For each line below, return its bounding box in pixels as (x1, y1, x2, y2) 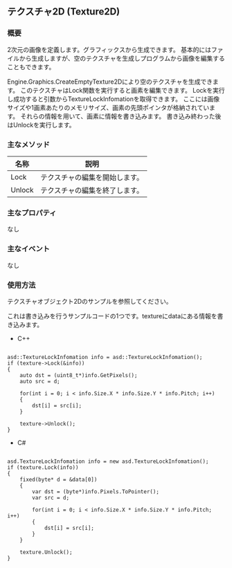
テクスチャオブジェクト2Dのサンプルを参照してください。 (7, 297, 172, 305)
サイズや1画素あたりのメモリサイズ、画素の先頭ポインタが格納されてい (7, 103, 210, 111)
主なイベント (7, 244, 51, 254)
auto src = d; (19, 378, 60, 385)
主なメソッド (7, 140, 51, 149)
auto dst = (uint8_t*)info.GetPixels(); (19, 372, 138, 378)
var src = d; (32, 494, 70, 501)
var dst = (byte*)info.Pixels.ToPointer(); (32, 488, 159, 495)
